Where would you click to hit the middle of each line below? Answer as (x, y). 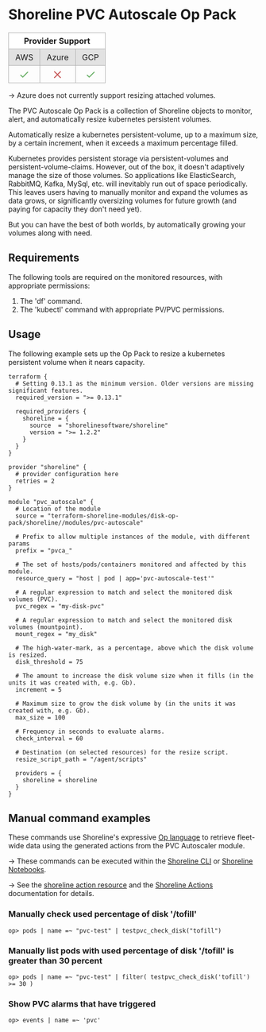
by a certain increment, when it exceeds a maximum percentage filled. (123, 143)
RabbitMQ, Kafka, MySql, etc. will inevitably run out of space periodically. (128, 184)
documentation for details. (51, 894)
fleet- (246, 837)
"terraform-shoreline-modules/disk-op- (113, 516)
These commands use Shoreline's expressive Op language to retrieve (122, 837)
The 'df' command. (51, 301)
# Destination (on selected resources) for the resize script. (122, 752)
